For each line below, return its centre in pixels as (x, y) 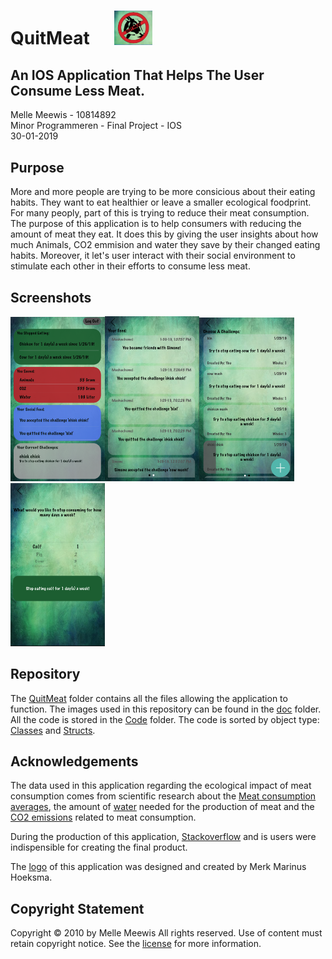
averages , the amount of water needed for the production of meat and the (162, 807)
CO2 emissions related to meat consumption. (103, 817)
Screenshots (51, 297)
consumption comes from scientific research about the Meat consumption (163, 796)
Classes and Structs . (53, 730)
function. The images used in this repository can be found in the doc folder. (166, 709)
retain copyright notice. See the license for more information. (136, 944)
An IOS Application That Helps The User (137, 75)
